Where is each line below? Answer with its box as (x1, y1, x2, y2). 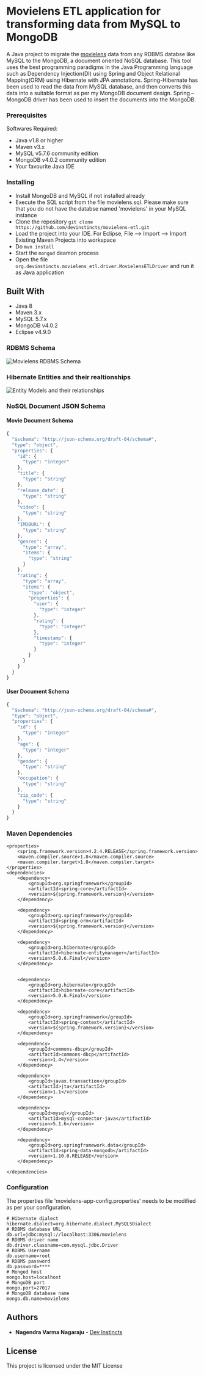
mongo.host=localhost (6, 1274, 62, 1280)
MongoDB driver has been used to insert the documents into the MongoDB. (6, 96, 197, 103)
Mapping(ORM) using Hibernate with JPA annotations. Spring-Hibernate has (6, 76, 199, 84)
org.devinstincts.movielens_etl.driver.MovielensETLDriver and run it (15, 262, 194, 269)
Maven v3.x (15, 143, 45, 151)
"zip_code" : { (17, 792, 53, 798)
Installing (6, 178, 35, 187)
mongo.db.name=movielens (6, 1296, 70, 1302)
